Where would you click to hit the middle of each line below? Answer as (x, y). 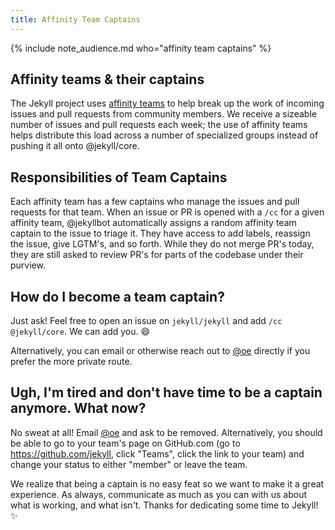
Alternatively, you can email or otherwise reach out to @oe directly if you (160, 351)
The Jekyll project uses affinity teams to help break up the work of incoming (167, 103)
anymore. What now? (78, 408)
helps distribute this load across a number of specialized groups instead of (164, 135)
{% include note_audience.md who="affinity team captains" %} (141, 48)
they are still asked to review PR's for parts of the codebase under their (157, 255)
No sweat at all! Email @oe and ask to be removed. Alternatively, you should (166, 432)
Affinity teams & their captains (107, 79)
